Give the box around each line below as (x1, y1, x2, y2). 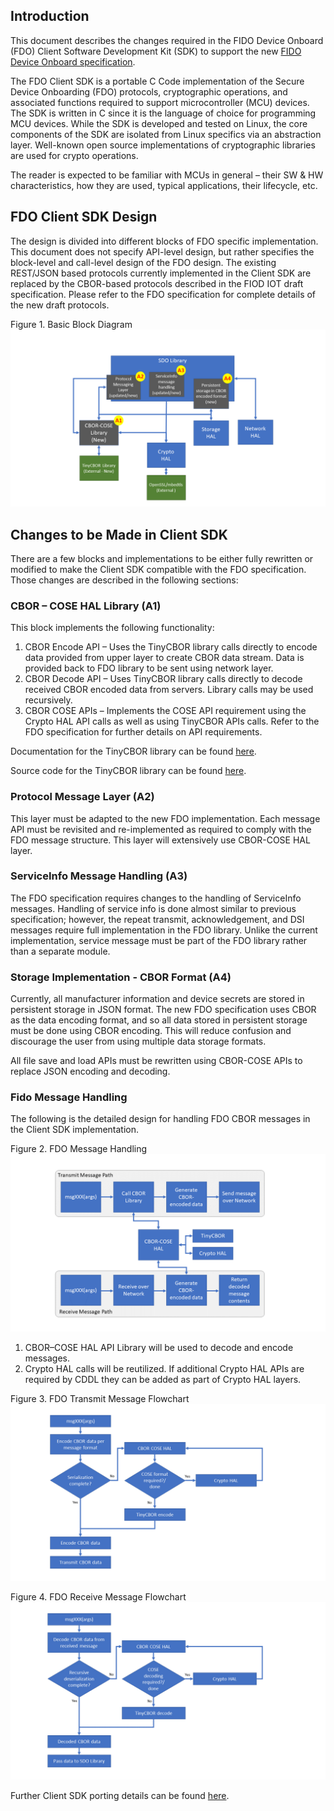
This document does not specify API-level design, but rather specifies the (10, 245, 315, 258)
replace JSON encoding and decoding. (10, 1065, 171, 1078)
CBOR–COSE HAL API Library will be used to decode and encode (24, 1341, 294, 1353)
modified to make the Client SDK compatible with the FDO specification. (10, 563, 307, 575)
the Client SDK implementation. (10, 1124, 140, 1136)
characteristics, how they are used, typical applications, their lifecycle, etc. (10, 179, 318, 191)
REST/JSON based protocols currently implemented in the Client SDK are (10, 267, 312, 279)
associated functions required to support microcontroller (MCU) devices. (10, 96, 310, 108)
